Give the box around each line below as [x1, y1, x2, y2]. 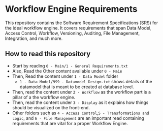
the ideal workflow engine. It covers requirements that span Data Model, [5, 25, 152, 31]
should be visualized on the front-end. [12, 104, 90, 110]
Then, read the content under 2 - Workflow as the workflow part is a [12, 89, 151, 95]
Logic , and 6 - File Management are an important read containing [12, 115, 144, 121]
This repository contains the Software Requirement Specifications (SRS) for [5, 20, 159, 26]
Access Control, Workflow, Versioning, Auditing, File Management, [5, 30, 140, 36]
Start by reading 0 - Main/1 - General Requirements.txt [12, 63, 128, 68]
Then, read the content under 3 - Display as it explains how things [12, 99, 149, 105]
